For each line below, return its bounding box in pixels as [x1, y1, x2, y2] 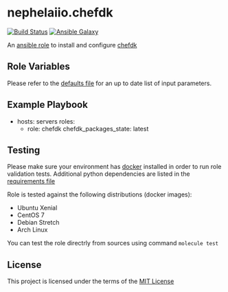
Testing [7, 144, 41, 156]
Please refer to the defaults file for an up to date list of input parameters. [7, 79, 212, 87]
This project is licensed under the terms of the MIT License [7, 277, 174, 286]
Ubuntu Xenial [16, 204, 58, 212]
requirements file [7, 177, 56, 186]
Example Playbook [7, 99, 88, 111]
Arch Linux [16, 225, 48, 234]
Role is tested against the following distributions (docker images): [7, 190, 192, 199]
